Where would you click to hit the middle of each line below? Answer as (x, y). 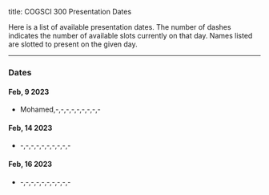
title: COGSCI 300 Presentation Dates (70, 12)
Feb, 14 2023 (30, 128)
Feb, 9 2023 (29, 91)
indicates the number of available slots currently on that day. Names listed (130, 36)
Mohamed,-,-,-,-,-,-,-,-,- (60, 110)
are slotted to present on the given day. (73, 44)
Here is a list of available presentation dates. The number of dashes (120, 27)
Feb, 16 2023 (30, 164)
